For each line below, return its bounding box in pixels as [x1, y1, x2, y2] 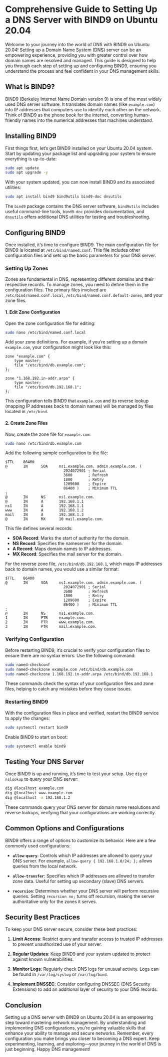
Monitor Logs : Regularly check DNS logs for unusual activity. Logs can [12, 966, 159, 972]
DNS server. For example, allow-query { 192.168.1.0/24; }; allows [12, 857, 152, 863]
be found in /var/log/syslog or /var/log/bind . [12, 971, 108, 977]
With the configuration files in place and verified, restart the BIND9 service [5, 710, 159, 716]
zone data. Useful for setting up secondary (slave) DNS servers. [12, 878, 145, 884]
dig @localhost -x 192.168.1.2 [5, 795, 70, 800]
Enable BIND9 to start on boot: [5, 734, 68, 740]
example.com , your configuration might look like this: [5, 344, 111, 350]
